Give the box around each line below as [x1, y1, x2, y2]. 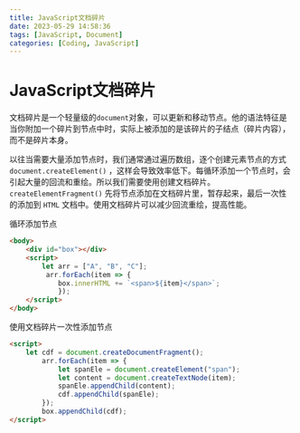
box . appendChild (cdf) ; [42, 407, 127, 417]
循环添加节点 [9, 218, 57, 229]
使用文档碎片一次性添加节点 [9, 322, 113, 332]
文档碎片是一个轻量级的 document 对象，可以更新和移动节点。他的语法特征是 [9, 112, 287, 123]
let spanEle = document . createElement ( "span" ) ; [57, 364, 241, 374]
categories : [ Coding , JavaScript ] [9, 38, 140, 48]
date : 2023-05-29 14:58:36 [9, 22, 111, 31]
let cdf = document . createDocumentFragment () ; [25, 348, 204, 357]
